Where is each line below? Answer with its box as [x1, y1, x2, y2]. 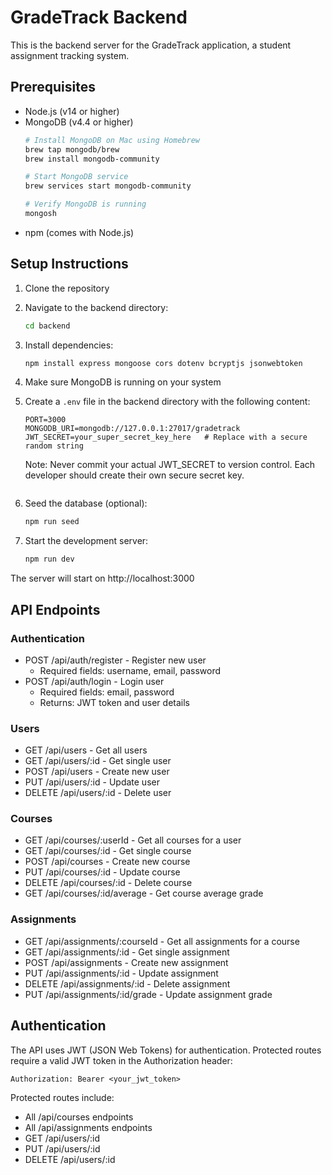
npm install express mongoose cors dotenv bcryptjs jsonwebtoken [24, 358, 303, 368]
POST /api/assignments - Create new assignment [24, 956, 229, 968]
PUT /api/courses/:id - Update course [24, 866, 181, 878]
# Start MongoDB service [24, 172, 129, 182]
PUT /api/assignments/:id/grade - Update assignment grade [24, 988, 273, 1000]
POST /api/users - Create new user [24, 766, 170, 778]
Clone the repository [24, 282, 110, 294]
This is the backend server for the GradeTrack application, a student [10, 39, 292, 51]
